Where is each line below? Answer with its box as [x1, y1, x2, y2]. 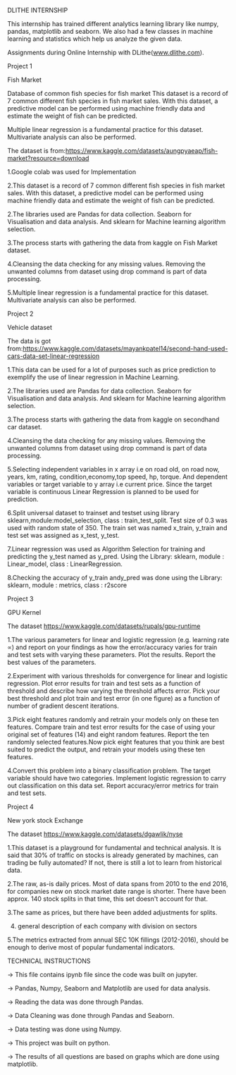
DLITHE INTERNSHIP [7, 6, 68, 14]
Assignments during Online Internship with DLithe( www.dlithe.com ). [7, 49, 204, 56]
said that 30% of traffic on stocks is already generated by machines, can [7, 851, 218, 859]
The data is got [7, 337, 51, 345]
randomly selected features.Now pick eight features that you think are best [7, 738, 225, 746]
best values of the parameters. [7, 658, 97, 666]
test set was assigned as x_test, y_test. [7, 532, 120, 539]
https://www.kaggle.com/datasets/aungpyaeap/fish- [66, 147, 218, 154]
